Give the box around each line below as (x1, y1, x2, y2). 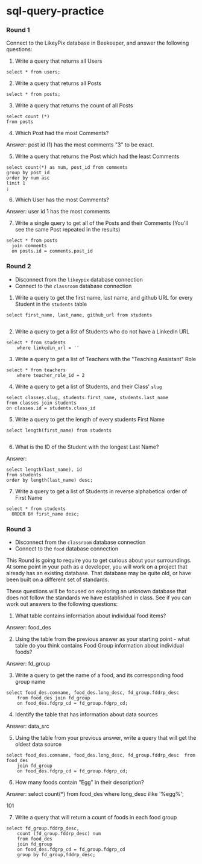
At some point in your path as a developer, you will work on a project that (6, 563, 188, 570)
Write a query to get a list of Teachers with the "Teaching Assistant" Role (14, 355, 197, 362)
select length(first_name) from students (6, 427, 112, 434)
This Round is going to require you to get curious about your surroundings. (6, 557, 192, 564)
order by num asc (6, 175, 50, 181)
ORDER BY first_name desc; (11, 511, 80, 517)
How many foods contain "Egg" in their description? (14, 779, 145, 786)
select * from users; (6, 69, 61, 75)
